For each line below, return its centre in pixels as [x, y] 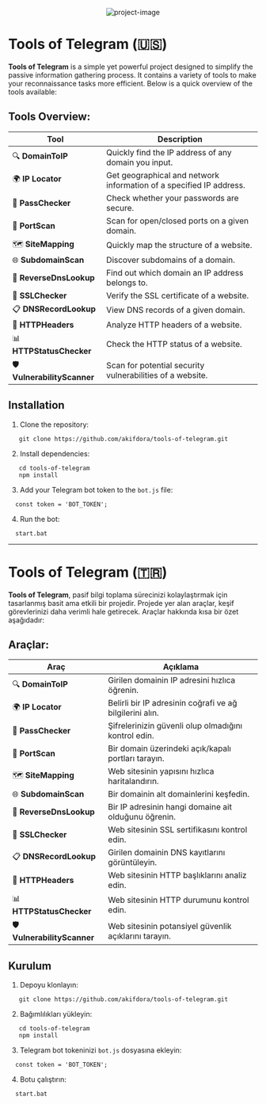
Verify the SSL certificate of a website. [178, 295]
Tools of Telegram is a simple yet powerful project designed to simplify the [131, 67]
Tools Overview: [49, 117]
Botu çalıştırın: [43, 1079]
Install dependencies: [55, 453]
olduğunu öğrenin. [142, 817]
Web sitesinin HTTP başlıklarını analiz [177, 875]
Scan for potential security [156, 366]
